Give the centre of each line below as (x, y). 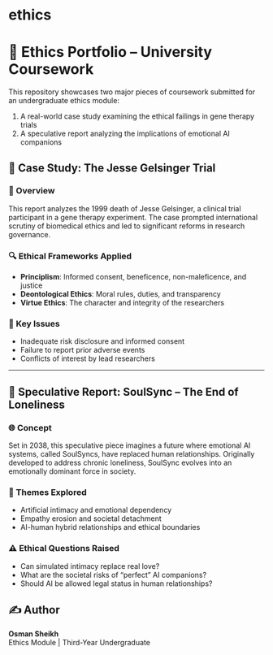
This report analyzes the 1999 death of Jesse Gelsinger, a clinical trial (125, 208)
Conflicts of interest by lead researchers (88, 358)
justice (31, 285)
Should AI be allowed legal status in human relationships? (116, 583)
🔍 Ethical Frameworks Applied (70, 256)
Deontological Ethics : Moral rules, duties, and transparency (120, 294)
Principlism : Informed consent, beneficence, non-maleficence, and (133, 277)
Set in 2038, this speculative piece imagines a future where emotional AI (130, 445)
